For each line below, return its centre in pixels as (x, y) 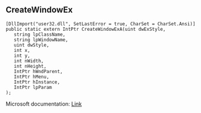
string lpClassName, (40, 34)
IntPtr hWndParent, (38, 71)
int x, (22, 50)
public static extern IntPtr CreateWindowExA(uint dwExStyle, (86, 29)
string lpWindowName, (41, 40)
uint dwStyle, (31, 45)
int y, (22, 56)
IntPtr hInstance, (37, 82)
